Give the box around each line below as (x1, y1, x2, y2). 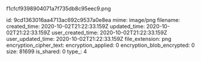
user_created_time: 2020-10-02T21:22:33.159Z (52, 29, 167, 36)
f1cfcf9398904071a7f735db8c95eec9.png (6, 5, 111, 12)
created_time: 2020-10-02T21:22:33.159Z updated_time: (6, 23, 145, 30)
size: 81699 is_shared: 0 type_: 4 (6, 48, 87, 55)
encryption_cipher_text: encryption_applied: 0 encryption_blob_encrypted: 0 (6, 41, 195, 49)
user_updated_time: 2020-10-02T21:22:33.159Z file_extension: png (6, 36, 172, 42)
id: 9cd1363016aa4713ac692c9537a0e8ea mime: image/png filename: (6, 17, 180, 23)
